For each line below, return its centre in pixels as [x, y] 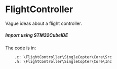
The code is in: [21, 48]
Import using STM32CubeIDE [37, 35]
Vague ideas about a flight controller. [44, 23]
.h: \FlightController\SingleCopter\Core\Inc [63, 61]
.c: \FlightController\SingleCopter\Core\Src [63, 57]
